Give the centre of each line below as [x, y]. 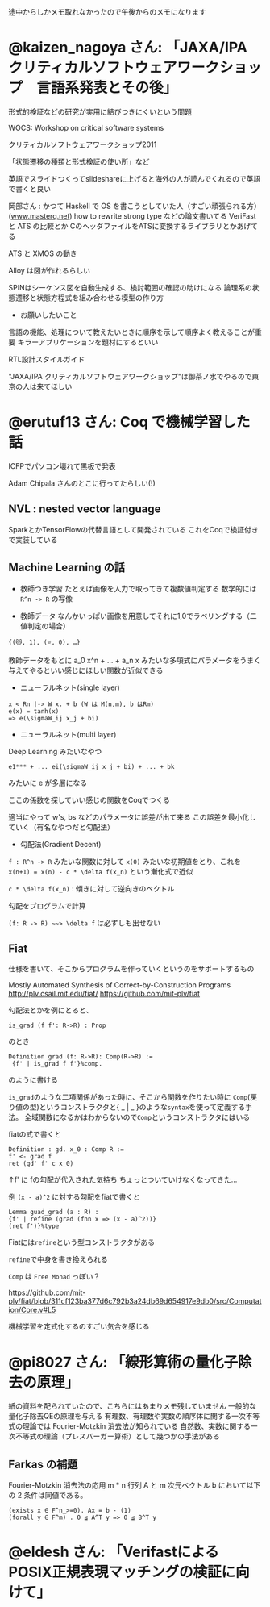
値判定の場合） [45, 626]
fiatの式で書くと [35, 1134]
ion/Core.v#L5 [32, 1310]
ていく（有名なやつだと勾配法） [61, 827]
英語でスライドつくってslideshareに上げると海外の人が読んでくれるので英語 [135, 178]
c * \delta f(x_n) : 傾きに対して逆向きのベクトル [91, 888]
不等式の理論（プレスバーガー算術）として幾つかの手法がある [117, 1436]
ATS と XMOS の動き [43, 253]
